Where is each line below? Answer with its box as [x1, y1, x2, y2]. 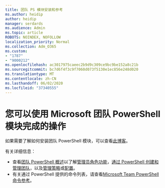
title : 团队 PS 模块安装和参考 [5, 7, 63, 12]
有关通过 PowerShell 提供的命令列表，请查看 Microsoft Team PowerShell [12, 171, 160, 177]
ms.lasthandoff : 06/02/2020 [5, 81, 63, 86]
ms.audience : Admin [5, 26, 46, 31]
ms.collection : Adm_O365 [5, 44, 56, 49]
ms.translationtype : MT [5, 72, 55, 77]
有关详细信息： [5, 148, 36, 154]
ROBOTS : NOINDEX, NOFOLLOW [5, 35, 61, 40]
